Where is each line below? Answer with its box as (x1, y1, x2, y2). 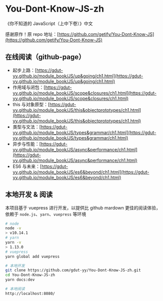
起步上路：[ (12, 67, 37, 73)
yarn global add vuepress (5, 254, 60, 259)
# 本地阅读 (5, 286, 25, 291)
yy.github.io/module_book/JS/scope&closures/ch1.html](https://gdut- (12, 90, 157, 96)
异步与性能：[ (12, 141, 41, 147)
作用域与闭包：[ (12, 84, 45, 90)
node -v (5, 226, 22, 231)
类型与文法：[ (12, 123, 41, 130)
